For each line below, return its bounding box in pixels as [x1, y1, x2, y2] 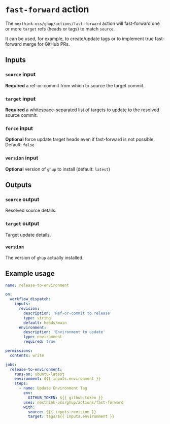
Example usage [5, 269, 55, 278]
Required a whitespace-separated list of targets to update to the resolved [5, 107, 160, 113]
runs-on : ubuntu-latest [14, 372, 65, 377]
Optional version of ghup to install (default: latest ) [5, 166, 111, 172]
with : [23, 405, 36, 410]
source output [5, 195, 40, 203]
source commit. [5, 112, 38, 118]
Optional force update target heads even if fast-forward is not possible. [5, 136, 155, 143]
